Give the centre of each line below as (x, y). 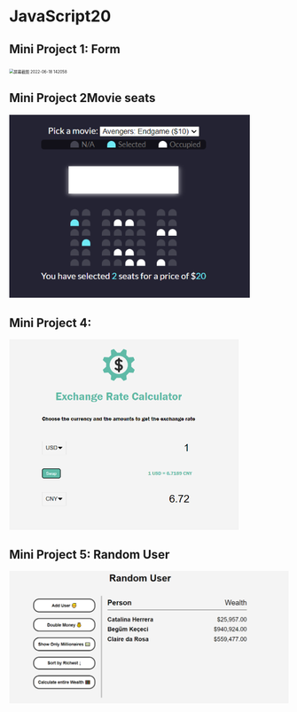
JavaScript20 (60, 16)
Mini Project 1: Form (65, 49)
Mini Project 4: (50, 322)
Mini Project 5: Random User (90, 555)
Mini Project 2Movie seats (82, 98)
